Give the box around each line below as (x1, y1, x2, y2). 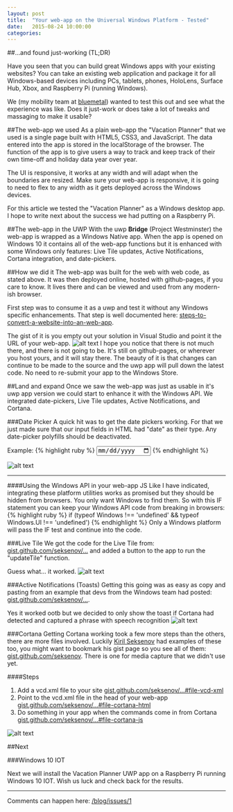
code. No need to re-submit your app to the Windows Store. (7, 369, 179, 377)
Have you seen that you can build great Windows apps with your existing (7, 62, 216, 70)
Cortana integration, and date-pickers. (7, 255, 116, 263)
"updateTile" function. (7, 553, 70, 562)
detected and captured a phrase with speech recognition (7, 616, 170, 625)
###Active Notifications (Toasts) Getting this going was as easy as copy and (7, 580, 226, 589)
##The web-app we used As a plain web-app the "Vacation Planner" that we (7, 126, 226, 134)
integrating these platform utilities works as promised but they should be (7, 489, 214, 497)
